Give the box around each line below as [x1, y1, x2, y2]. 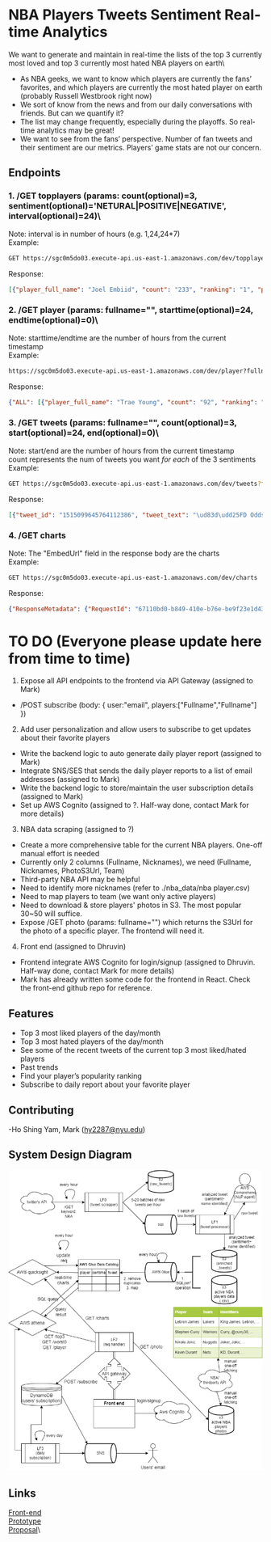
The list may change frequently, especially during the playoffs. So [19, 116, 239, 126]
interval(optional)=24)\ [8, 210, 101, 222]
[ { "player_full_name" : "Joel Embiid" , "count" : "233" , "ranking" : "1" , [8, 285, 255, 294]
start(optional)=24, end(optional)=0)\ [8, 427, 160, 438]
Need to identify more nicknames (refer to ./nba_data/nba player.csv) [19, 883, 250, 893]
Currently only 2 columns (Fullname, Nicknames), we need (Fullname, [19, 857, 252, 867]
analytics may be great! [36, 125, 115, 135]
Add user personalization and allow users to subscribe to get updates [19, 725, 252, 734]
